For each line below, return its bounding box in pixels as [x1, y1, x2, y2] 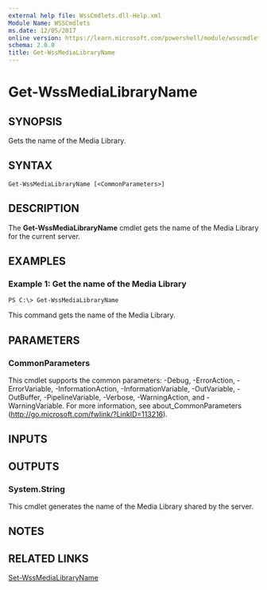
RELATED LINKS [8, 552, 89, 565]
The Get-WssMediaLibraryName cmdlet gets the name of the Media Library [8, 222, 259, 232]
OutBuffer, [8, 392, 42, 402]
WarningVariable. [8, 401, 65, 411]
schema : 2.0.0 [8, 41, 56, 49]
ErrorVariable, [8, 384, 54, 393]
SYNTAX [8, 159, 53, 172]
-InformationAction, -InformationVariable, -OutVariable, [55, 384, 236, 393]
